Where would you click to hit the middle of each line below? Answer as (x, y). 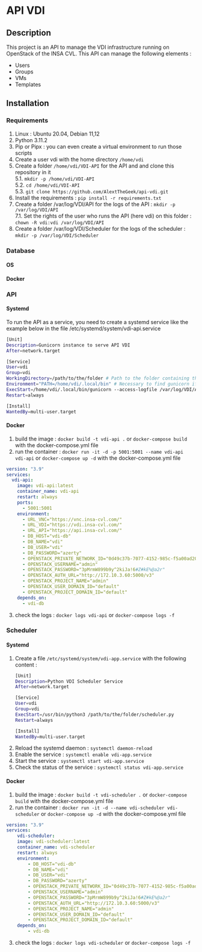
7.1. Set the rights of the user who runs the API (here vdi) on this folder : (103, 216)
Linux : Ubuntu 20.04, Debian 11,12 (57, 134)
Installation (28, 103)
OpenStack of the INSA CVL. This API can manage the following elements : (99, 54)
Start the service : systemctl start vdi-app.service (79, 761)
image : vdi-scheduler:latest (54, 842)
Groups (24, 72)
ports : (25, 503)
